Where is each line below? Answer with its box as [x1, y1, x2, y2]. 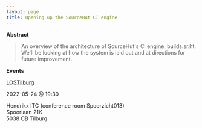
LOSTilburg [6, 79, 34, 86]
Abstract [6, 31, 29, 38]
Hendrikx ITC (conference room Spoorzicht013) [6, 102, 125, 109]
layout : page [6, 8, 39, 15]
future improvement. [21, 55, 73, 62]
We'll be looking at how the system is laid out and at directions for [21, 49, 186, 56]
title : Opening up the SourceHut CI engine [6, 14, 118, 20]
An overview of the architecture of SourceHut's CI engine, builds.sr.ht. [21, 43, 197, 50]
